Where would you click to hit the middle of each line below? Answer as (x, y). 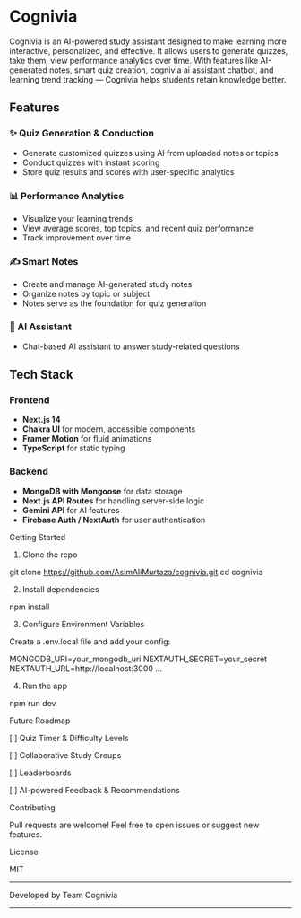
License (24, 852)
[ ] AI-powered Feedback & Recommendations (95, 790)
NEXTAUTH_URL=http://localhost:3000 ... (86, 668)
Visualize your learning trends (77, 218)
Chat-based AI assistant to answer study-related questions (131, 346)
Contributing (32, 807)
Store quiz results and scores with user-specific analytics (128, 171)
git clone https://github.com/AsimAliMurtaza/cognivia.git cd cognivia (136, 572)
